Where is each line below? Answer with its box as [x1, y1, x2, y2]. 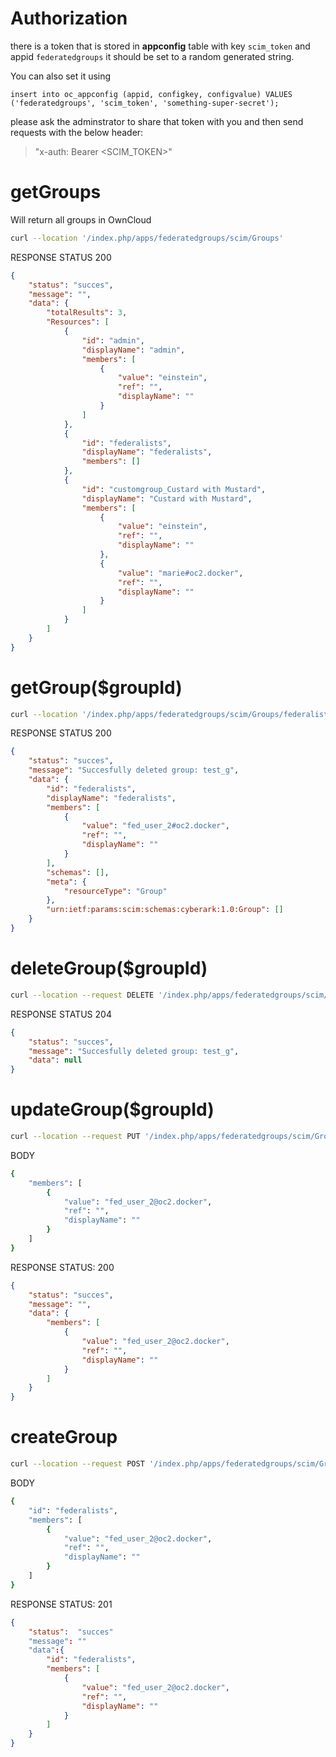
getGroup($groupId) [10, 676, 183, 699]
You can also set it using [10, 70, 112, 82]
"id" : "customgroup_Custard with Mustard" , [81, 484, 267, 494]
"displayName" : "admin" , [81, 345, 186, 355]
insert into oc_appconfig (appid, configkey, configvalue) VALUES [10, 89, 293, 99]
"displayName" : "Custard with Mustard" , [81, 493, 253, 504]
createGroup [10, 1426, 118, 1449]
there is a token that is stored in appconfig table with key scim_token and [10, 40, 311, 52]
